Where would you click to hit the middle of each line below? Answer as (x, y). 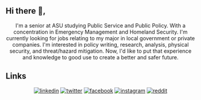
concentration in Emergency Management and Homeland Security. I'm (100, 32)
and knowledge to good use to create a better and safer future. (100, 57)
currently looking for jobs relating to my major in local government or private (100, 38)
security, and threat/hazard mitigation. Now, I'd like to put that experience (100, 51)
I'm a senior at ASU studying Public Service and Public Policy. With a (100, 25)
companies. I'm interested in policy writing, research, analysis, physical (100, 44)
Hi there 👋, (26, 11)
